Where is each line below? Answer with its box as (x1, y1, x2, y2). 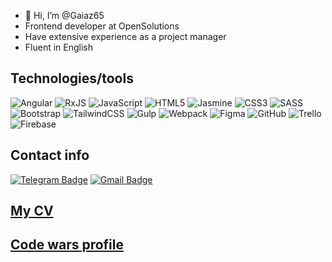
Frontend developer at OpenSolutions (24, 20, 180, 32)
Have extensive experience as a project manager (24, 31, 227, 42)
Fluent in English (24, 41, 94, 53)
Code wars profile (10, 236, 124, 254)
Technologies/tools (10, 70, 134, 87)
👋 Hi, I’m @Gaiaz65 (24, 10, 105, 21)
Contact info (10, 147, 90, 164)
